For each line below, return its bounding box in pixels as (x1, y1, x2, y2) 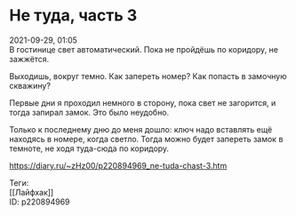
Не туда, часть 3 (9, 5, 138, 26)
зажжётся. (9, 53, 50, 64)
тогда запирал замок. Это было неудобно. (9, 107, 170, 117)
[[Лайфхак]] (9, 187, 54, 197)
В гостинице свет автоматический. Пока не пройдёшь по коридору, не (9, 44, 278, 54)
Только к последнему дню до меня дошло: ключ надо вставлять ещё (9, 124, 273, 134)
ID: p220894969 (9, 196, 70, 207)
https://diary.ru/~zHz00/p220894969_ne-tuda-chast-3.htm (9, 160, 228, 171)
